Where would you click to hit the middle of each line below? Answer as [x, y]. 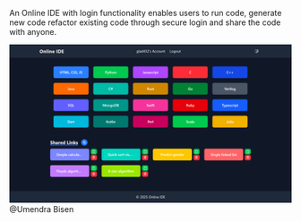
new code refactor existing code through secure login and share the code [145, 22]
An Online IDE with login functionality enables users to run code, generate [146, 13]
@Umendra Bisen [42, 209]
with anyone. [33, 32]
